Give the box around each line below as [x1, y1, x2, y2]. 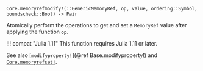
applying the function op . [6, 28, 69, 35]
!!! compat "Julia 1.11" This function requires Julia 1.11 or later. [6, 40, 158, 47]
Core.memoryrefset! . [6, 58, 57, 65]
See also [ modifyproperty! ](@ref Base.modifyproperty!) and [6, 52, 157, 59]
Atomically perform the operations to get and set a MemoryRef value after [6, 22, 187, 29]
